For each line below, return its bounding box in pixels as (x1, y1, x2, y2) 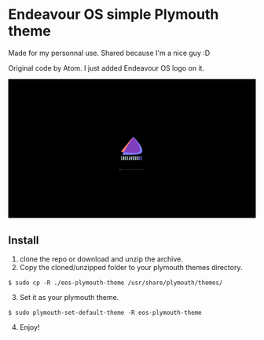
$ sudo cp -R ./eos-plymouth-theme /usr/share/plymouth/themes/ (8, 279, 223, 287)
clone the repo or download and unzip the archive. (19, 254, 183, 264)
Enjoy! (19, 323, 40, 332)
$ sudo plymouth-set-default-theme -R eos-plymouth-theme (8, 309, 202, 317)
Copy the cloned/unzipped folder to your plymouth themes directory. (19, 263, 243, 272)
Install (8, 233, 39, 247)
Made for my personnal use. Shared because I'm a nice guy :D (8, 48, 211, 57)
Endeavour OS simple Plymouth (8, 5, 219, 24)
